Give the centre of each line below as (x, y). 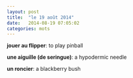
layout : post (23, 12)
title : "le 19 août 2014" (40, 17)
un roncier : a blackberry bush (44, 69)
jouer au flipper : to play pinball (45, 46)
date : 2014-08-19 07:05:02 (43, 23)
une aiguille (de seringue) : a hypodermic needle (67, 57)
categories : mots (28, 28)
